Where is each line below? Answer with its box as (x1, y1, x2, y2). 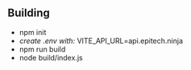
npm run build (19, 44, 66, 54)
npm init (19, 27, 47, 37)
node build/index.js (19, 52, 83, 62)
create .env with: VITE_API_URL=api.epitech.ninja (19, 36, 183, 45)
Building (7, 6, 50, 20)
